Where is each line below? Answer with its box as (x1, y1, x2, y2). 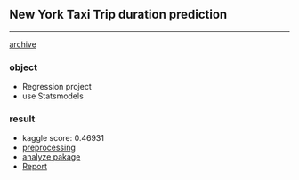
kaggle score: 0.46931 (21, 133, 105, 144)
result (9, 113, 36, 125)
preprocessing (21, 142, 76, 153)
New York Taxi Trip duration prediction (9, 7, 228, 22)
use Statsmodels (21, 90, 85, 101)
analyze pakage (21, 152, 81, 162)
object (9, 61, 38, 74)
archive (9, 39, 37, 50)
